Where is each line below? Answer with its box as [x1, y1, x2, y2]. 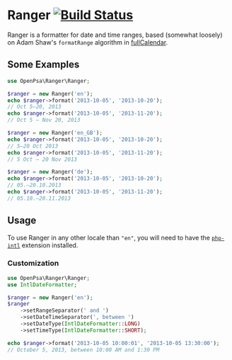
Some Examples [7, 59, 80, 71]
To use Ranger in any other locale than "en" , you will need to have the [7, 233, 211, 242]
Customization [7, 259, 59, 269]
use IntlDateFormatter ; [7, 281, 78, 288]
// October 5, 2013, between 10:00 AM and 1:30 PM [7, 346, 160, 354]
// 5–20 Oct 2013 [7, 142, 59, 150]
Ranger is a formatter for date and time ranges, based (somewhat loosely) [7, 30, 223, 39]
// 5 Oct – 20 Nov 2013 [7, 156, 78, 163]
